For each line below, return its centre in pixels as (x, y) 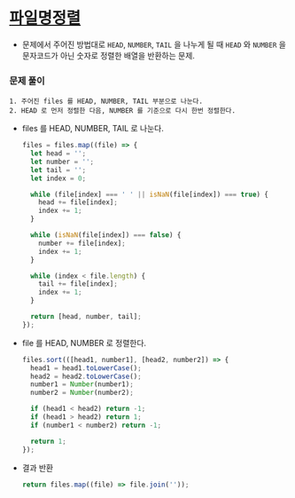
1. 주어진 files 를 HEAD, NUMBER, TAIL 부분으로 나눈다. (106, 102)
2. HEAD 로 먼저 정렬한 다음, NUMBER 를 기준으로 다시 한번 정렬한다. (123, 111)
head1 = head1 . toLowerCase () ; (86, 368)
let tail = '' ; (58, 170)
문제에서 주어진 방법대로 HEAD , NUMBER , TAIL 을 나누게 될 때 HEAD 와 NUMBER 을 (154, 44)
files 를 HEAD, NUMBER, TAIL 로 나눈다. (93, 129)
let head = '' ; (58, 154)
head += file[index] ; (78, 202)
